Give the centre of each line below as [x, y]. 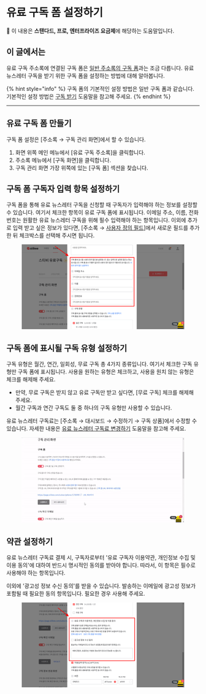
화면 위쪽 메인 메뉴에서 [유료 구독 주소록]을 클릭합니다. [80, 152]
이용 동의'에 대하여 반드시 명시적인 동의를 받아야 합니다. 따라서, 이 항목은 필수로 [101, 565]
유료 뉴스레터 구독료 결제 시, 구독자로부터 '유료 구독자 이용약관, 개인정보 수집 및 [101, 558]
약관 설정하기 [30, 541]
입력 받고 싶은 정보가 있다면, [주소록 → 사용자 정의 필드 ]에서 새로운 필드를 [101, 228]
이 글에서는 [26, 52]
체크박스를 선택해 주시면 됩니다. [57, 236]
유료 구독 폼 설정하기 [55, 13]
